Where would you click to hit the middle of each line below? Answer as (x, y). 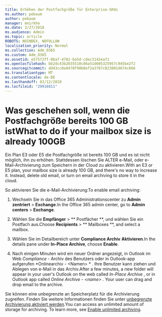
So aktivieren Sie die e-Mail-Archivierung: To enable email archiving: (73, 190)
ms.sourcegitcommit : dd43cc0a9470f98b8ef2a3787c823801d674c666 (70, 69)
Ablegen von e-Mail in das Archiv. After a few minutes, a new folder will (83, 269)
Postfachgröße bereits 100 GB (67, 121)
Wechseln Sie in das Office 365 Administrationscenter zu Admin (76, 199)
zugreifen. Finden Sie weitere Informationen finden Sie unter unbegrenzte (79, 299)
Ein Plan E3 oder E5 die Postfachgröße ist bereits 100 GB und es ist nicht (77, 155)
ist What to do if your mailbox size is (78, 131)
